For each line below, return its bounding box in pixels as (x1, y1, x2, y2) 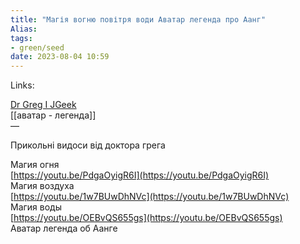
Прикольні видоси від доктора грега (10, 139, 166, 151)
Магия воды (10, 201, 63, 213)
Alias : (10, 24, 38, 34)
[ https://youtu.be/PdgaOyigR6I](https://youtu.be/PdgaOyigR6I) (10, 169, 270, 181)
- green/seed (10, 42, 65, 53)
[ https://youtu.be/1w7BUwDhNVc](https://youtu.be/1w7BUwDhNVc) (10, 191, 290, 203)
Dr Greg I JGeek (10, 99, 77, 111)
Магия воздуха (10, 180, 75, 192)
